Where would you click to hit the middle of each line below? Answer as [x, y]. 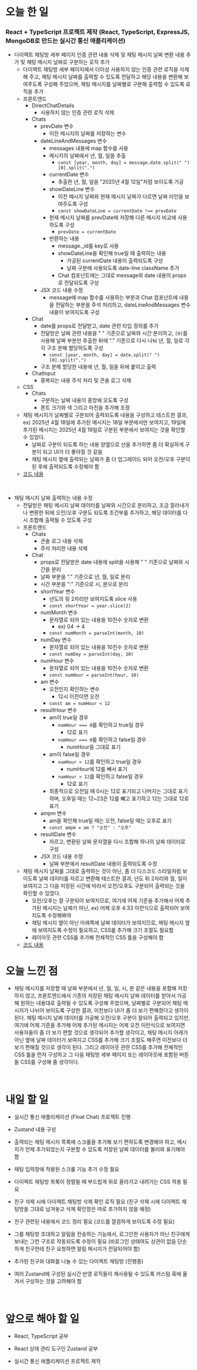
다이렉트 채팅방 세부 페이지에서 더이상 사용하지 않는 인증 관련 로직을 [101, 70]
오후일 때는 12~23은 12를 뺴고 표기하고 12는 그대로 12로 [125, 799]
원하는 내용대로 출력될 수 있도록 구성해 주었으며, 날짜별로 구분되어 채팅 [101, 1003]
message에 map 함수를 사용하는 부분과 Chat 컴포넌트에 [113, 298]
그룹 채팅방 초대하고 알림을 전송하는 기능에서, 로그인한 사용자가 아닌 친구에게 [102, 1234]
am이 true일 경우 [69, 717]
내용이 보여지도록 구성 [74, 312]
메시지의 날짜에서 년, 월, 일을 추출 [88, 156]
